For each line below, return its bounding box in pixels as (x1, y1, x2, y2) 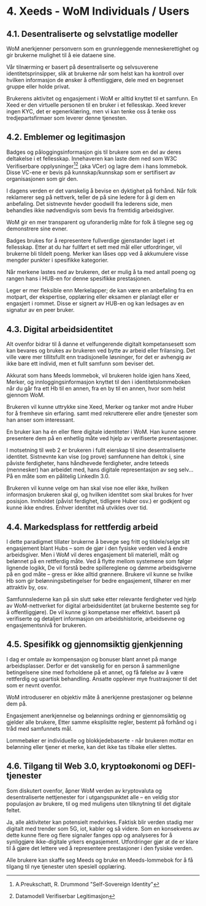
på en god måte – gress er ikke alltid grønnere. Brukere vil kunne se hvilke (6, 571, 193, 578)
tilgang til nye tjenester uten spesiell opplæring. (6, 862, 126, 870)
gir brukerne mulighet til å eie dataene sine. (6, 51, 116, 59)
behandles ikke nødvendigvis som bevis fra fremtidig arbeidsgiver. (6, 207, 175, 214)
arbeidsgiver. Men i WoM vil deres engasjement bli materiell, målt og (6, 551, 179, 558)
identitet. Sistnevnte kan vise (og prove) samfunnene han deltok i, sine (6, 453, 185, 460)
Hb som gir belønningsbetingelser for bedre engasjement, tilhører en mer (6, 577, 191, 585)
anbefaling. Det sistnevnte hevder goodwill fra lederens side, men (6, 200, 173, 208)
